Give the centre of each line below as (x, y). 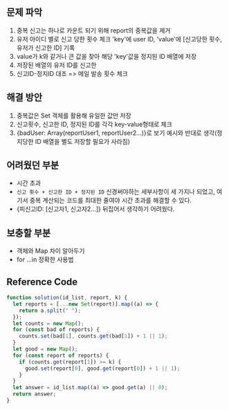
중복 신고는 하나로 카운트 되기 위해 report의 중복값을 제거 (93, 30)
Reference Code (42, 282)
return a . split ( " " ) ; (50, 310)
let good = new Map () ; (45, 349)
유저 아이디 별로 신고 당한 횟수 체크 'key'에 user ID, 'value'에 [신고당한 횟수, (119, 39)
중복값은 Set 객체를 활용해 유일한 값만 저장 (74, 115)
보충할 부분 (29, 233)
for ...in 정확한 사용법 (45, 260)
